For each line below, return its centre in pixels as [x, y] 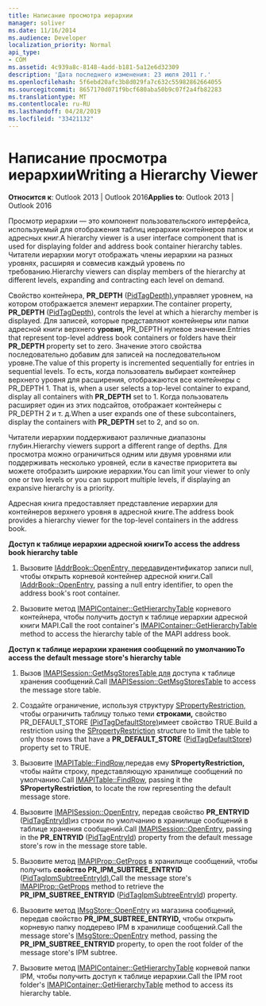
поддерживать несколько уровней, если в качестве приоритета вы [123, 462]
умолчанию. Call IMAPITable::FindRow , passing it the [106, 780]
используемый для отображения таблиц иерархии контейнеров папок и [131, 229]
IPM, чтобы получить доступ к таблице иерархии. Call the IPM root [131, 976]
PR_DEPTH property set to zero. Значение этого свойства [105, 345]
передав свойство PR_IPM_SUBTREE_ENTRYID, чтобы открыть [126, 919]
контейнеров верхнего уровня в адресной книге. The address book [121, 511]
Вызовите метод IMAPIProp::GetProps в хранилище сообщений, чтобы [139, 861]
